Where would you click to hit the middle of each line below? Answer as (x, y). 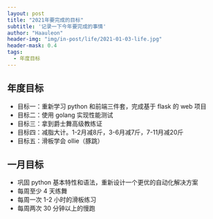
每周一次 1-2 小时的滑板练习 (57, 200)
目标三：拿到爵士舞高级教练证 (59, 123)
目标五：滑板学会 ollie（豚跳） (60, 141)
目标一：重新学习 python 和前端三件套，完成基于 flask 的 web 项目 (112, 106)
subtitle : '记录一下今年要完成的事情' (57, 26)
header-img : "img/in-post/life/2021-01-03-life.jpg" (85, 39)
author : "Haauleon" (35, 33)
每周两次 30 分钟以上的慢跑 (56, 209)
